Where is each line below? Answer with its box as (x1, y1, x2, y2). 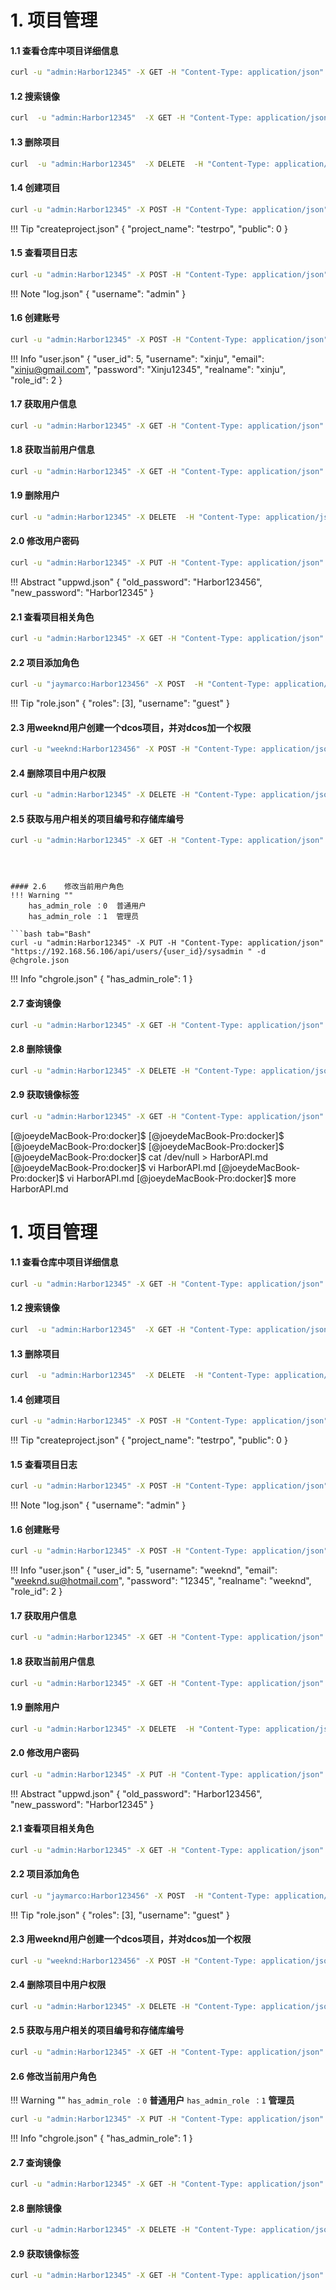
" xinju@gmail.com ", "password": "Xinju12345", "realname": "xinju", (10, 363, 286, 375)
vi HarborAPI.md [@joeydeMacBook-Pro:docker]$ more (66, 1172, 297, 1184)
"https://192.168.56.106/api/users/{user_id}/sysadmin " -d (10, 947, 267, 957)
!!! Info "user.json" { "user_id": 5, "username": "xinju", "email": (10, 352, 265, 365)
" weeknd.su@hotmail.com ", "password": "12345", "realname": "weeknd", (10, 1575, 312, 1587)
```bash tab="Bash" (10, 929, 92, 940)
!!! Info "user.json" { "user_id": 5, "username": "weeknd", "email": (10, 1564, 278, 1576)
